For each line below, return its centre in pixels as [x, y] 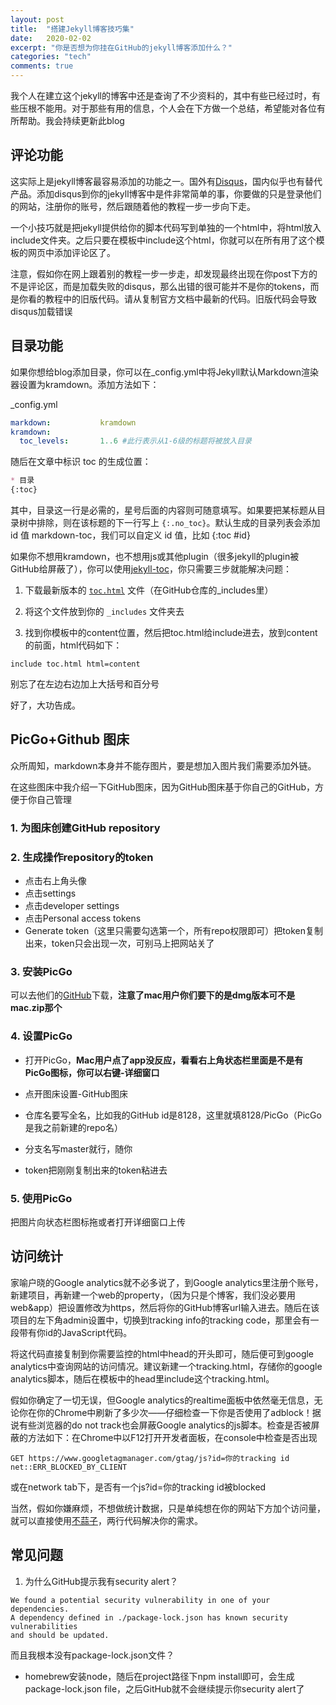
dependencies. [40, 1609]
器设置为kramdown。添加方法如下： [85, 384]
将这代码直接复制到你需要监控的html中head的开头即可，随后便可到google [162, 1353]
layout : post [37, 19]
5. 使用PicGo [41, 1198]
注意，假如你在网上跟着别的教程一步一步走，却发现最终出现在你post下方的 [164, 273]
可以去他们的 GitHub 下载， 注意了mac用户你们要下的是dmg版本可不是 [153, 995]
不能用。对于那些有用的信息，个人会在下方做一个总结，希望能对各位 [176, 108]
